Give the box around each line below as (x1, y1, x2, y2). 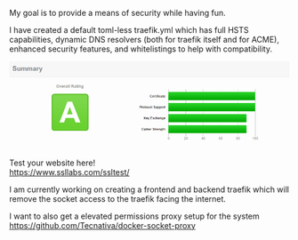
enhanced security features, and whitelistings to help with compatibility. (9, 44, 273, 54)
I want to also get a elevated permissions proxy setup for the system (9, 211, 260, 221)
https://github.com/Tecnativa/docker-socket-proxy (9, 220, 196, 230)
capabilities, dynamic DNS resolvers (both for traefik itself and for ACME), (9, 35, 280, 44)
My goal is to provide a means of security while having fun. (9, 8, 226, 18)
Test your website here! (9, 157, 96, 168)
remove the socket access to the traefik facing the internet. (9, 193, 227, 204)
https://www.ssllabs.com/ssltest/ (9, 166, 131, 177)
